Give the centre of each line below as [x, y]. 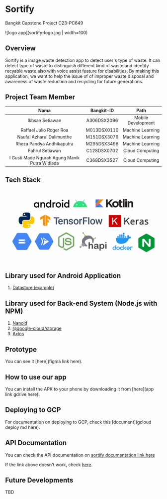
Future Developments [39, 480]
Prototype [21, 349]
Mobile [141, 118]
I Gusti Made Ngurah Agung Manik [44, 157]
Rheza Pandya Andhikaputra [44, 144]
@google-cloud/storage [37, 328]
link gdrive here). [22, 394]
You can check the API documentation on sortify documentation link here [80, 455]
